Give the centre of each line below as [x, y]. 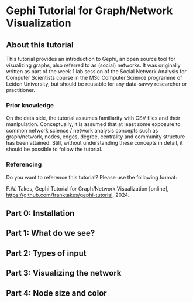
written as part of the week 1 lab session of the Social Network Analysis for [96, 71]
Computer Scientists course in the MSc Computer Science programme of [94, 78]
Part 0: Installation [40, 213]
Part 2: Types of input [46, 253]
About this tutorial [40, 45]
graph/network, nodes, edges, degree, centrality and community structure [96, 137]
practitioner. [20, 90]
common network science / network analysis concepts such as [82, 131]
